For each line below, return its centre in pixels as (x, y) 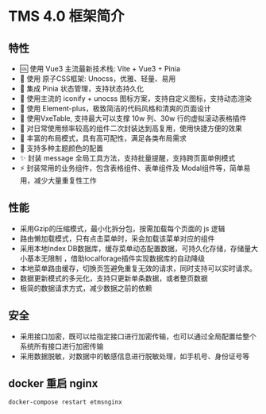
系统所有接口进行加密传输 (62, 346)
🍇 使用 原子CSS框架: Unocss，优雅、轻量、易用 (98, 79)
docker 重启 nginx (53, 383)
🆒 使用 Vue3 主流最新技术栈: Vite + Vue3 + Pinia (100, 69)
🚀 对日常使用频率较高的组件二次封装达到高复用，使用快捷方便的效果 (131, 128)
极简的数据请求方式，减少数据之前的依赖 (86, 288)
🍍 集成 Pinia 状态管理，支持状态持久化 (82, 89)
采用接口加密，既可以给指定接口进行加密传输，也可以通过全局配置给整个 (138, 336)
